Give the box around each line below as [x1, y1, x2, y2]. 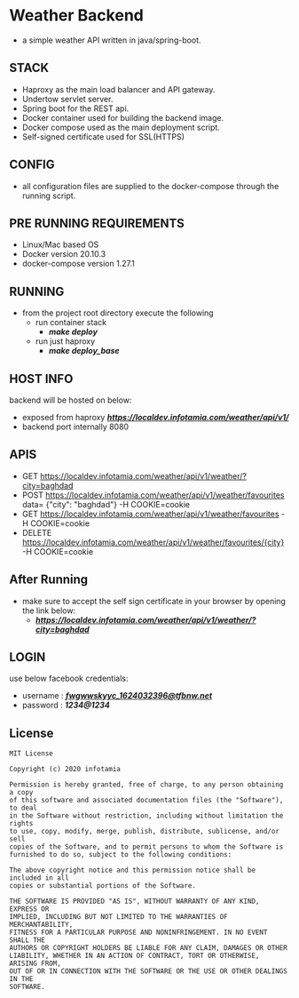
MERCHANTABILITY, [9, 921, 74, 930]
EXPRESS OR [9, 905, 50, 914]
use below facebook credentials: [9, 673, 129, 684]
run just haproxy [35, 336, 96, 347]
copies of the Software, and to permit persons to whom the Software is [9, 842, 284, 851]
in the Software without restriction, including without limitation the [9, 811, 284, 820]
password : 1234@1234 [21, 699, 111, 711]
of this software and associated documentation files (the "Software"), [9, 796, 284, 805]
